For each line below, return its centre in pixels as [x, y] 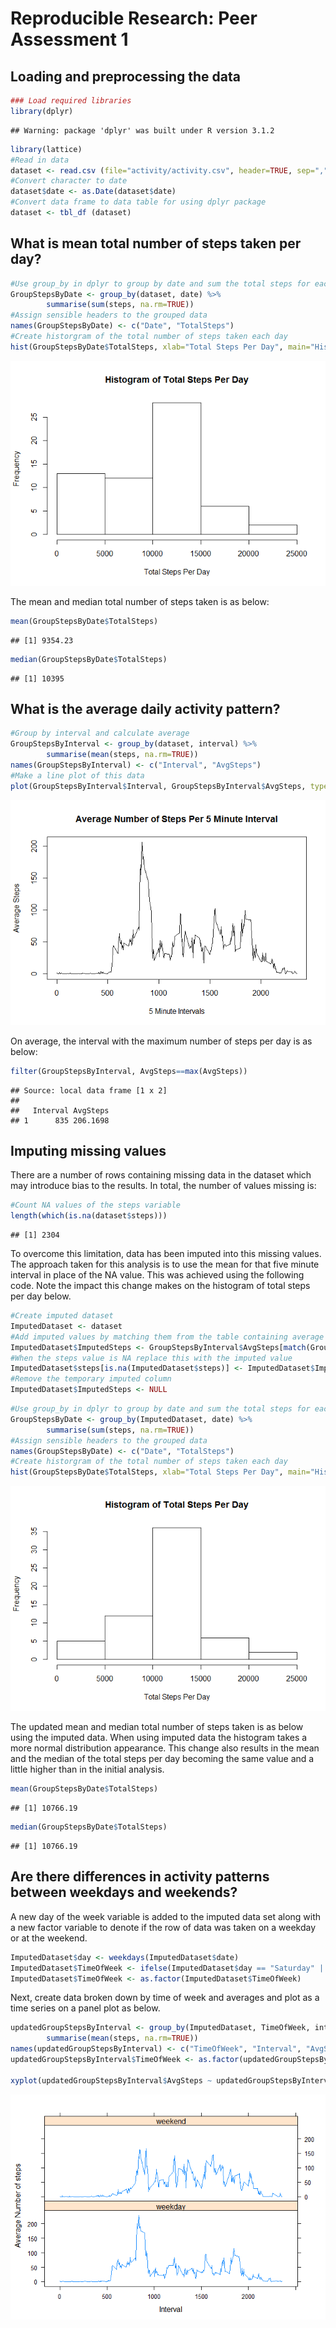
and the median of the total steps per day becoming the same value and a [162, 1759]
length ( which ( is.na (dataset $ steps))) [89, 1216]
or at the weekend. [49, 1938]
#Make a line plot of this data [77, 775]
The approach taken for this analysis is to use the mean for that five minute [165, 1264]
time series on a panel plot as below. [85, 2008]
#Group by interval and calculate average [100, 733]
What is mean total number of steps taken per [156, 243]
